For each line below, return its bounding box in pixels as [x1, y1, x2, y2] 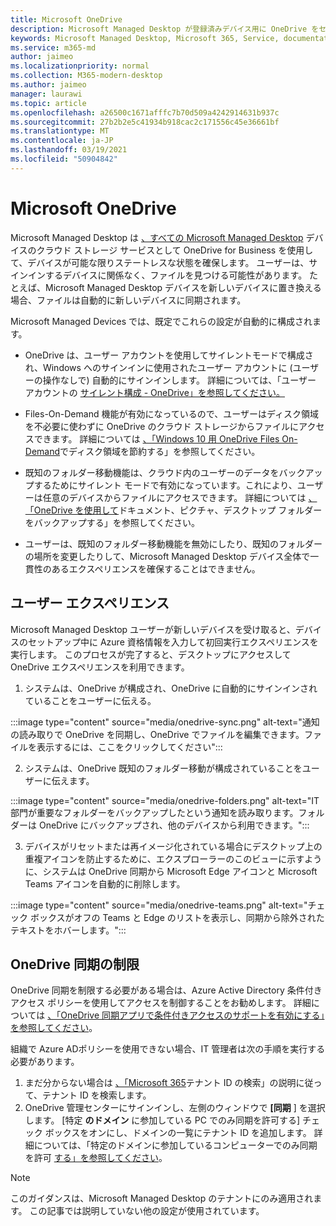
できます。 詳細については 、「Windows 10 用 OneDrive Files [33, 432, 280, 445]
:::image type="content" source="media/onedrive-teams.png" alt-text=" [10, 899, 308, 911]
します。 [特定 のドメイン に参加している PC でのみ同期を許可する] [24, 1114, 301, 1126]
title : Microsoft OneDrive [10, 14, 123, 25]
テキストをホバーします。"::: [10, 924, 127, 936]
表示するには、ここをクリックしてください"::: [36, 741, 223, 753]
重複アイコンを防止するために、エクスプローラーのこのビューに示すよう [24, 852, 323, 865]
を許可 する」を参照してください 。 [24, 1152, 168, 1164]
